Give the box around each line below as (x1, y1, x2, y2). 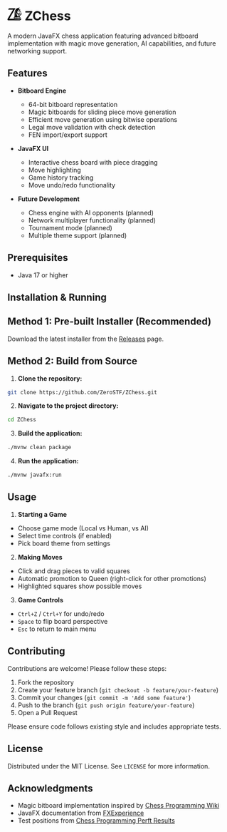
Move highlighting (28, 165, 82, 174)
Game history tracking (28, 173, 94, 182)
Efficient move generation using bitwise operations (28, 115, 178, 123)
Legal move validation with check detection (28, 123, 156, 131)
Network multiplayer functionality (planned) (28, 216, 157, 225)
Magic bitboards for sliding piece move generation (28, 108, 176, 116)
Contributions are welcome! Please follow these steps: (7, 664, 167, 672)
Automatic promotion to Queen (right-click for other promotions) (17, 574, 206, 582)
